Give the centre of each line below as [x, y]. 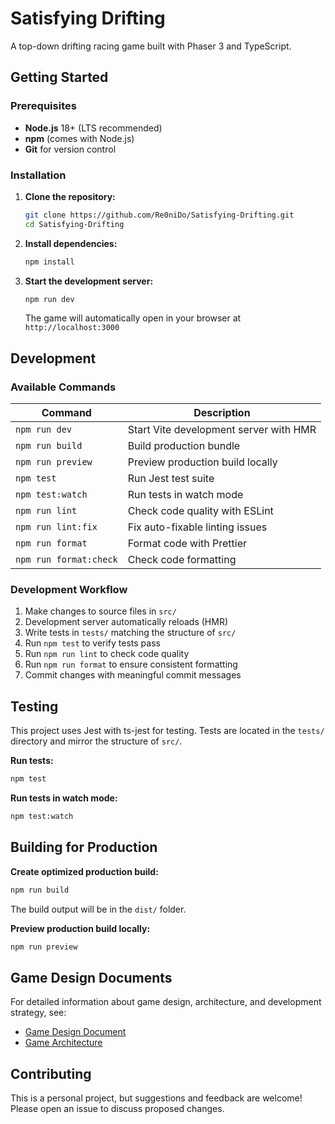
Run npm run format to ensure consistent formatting [131, 664]
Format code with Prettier [187, 544]
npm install [49, 262]
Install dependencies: [71, 243]
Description [222, 413]
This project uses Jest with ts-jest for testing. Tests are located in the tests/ [167, 731]
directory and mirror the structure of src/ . [96, 741]
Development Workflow [69, 590]
